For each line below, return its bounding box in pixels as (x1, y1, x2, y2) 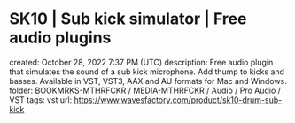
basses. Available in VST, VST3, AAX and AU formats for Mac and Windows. (9, 75, 288, 86)
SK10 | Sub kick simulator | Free (9, 9, 247, 29)
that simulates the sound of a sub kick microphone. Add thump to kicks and (9, 66, 285, 77)
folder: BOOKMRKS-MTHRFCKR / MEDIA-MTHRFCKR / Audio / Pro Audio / (9, 85, 282, 96)
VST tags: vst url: (9, 94, 73, 105)
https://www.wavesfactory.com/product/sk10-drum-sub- (74, 94, 283, 105)
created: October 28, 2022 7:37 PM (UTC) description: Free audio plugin (9, 57, 274, 67)
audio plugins (9, 27, 112, 48)
